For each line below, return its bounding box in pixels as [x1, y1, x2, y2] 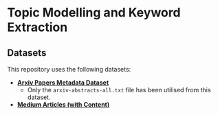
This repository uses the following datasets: [7, 65, 131, 73]
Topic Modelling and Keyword [7, 5, 181, 21]
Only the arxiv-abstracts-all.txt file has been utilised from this [27, 86, 211, 94]
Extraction [7, 19, 68, 35]
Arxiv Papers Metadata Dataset [17, 79, 109, 87]
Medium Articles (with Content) [17, 101, 110, 108]
